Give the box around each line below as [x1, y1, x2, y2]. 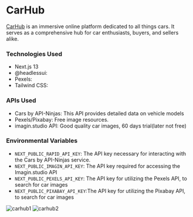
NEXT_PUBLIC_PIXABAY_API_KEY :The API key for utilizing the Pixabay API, [14, 187, 186, 194]
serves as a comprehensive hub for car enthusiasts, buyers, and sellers [6, 29, 179, 36]
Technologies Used [6, 50, 63, 58]
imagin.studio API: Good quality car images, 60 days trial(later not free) [14, 122, 187, 129]
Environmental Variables [6, 137, 78, 145]
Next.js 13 [14, 63, 39, 70]
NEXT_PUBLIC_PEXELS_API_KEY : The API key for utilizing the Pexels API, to [14, 175, 188, 182]
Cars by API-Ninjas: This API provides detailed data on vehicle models [14, 109, 184, 117]
